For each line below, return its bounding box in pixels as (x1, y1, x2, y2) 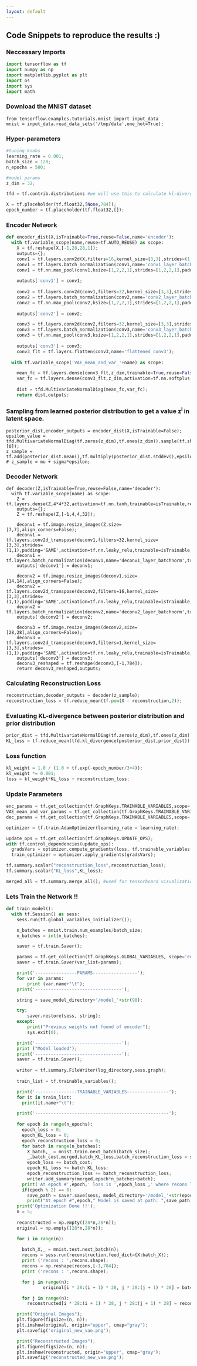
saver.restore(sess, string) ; (27, 1013, 101, 1019)
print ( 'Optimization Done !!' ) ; (16, 1203, 96, 1209)
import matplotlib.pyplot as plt (6, 72, 88, 78)
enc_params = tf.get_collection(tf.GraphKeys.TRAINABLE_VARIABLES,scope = (6, 803, 191, 810)
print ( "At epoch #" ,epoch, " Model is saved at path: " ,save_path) (27, 1198, 193, 1204)
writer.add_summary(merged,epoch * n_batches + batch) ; (27, 1176, 157, 1182)
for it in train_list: (16, 1094, 72, 1100)
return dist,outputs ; (16, 392, 69, 398)
